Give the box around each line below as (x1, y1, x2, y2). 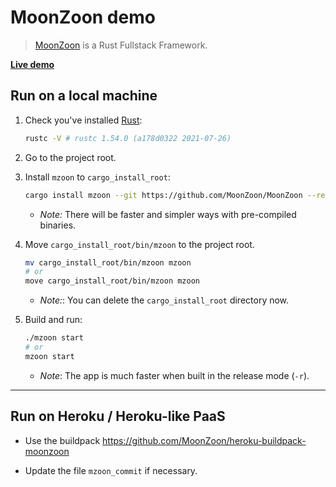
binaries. (39, 219, 77, 231)
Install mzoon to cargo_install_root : (24, 171, 171, 183)
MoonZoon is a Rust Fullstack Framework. (34, 39, 208, 51)
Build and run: (24, 314, 83, 326)
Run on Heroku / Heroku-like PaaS (10, 408, 226, 425)
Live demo (10, 58, 55, 70)
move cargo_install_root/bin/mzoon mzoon (24, 276, 200, 286)
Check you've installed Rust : (24, 114, 143, 126)
